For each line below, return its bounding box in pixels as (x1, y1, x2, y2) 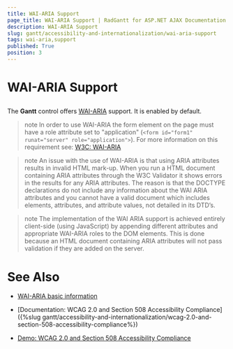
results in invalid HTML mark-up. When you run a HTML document (24, 164, 216, 172)
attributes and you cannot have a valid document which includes (24, 194, 211, 202)
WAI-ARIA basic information (17, 292, 98, 301)
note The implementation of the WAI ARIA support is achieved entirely (24, 215, 225, 223)
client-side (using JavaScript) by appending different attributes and (24, 222, 218, 231)
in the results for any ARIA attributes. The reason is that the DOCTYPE (24, 179, 226, 187)
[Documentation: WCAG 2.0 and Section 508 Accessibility (17, 306, 185, 314)
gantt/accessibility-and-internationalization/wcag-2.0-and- (42, 313, 212, 322)
